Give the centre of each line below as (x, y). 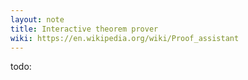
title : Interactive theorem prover (84, 29)
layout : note (37, 19)
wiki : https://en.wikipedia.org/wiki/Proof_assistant (125, 38)
